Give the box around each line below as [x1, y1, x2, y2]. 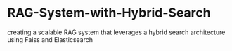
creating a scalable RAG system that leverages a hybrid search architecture [7, 28, 226, 36]
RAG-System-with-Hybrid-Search [7, 5, 211, 21]
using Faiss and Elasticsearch [7, 35, 94, 43]
